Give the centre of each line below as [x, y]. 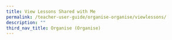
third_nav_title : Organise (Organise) [53, 28]
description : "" [26, 22]
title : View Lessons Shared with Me [51, 11]
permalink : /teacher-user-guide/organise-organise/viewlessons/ [86, 17]
